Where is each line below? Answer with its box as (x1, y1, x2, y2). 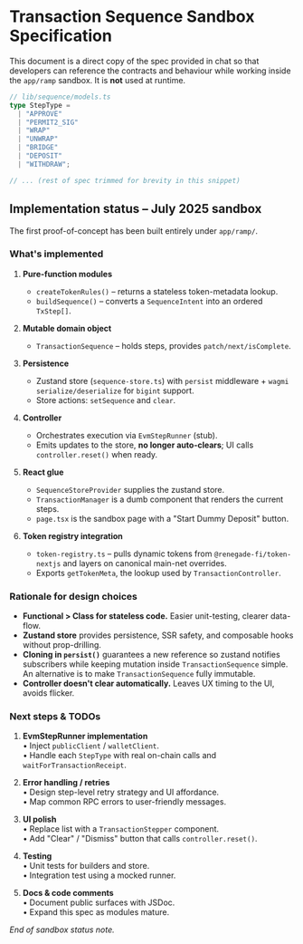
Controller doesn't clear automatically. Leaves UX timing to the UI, (22, 678, 275, 689)
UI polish (22, 814, 57, 825)
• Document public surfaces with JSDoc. (22, 897, 175, 908)
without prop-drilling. (22, 640, 102, 650)
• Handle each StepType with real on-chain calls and (22, 750, 217, 761)
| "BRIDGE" (17, 143, 59, 152)
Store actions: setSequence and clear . (35, 394, 176, 405)
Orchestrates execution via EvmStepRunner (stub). (35, 429, 218, 440)
